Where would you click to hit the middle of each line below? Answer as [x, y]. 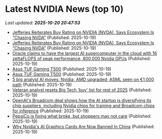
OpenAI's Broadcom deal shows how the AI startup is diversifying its [82, 100]
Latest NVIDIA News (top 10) [65, 9]
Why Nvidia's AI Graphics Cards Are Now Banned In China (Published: [83, 126]
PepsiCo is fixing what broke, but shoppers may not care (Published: [82, 116]
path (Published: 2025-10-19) [42, 84]
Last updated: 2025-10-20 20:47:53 [43, 23]
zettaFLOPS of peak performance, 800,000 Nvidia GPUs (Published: [81, 58]
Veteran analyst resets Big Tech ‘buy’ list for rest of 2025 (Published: [82, 90]
